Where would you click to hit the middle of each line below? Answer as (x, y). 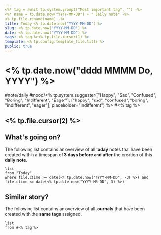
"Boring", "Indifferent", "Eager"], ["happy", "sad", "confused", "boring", (77, 100)
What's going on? (33, 138)
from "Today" (18, 173)
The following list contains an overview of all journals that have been (75, 209)
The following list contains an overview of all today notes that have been (79, 149)
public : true (18, 46)
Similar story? (27, 197)
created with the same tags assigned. (44, 214)
